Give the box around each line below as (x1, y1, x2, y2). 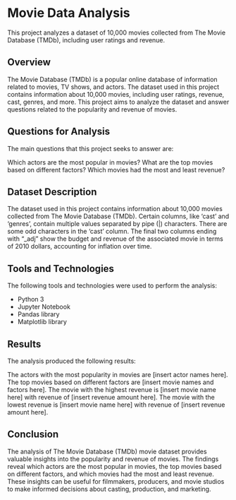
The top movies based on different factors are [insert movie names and (7, 378, 214, 386)
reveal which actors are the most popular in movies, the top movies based (7, 462, 222, 470)
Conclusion (7, 429, 59, 441)
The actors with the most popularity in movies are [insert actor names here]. (7, 371, 228, 379)
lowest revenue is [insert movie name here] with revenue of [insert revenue (7, 400, 225, 409)
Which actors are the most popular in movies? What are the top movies (7, 157, 213, 167)
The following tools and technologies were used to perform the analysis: (7, 281, 217, 290)
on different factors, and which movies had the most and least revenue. (7, 470, 215, 478)
